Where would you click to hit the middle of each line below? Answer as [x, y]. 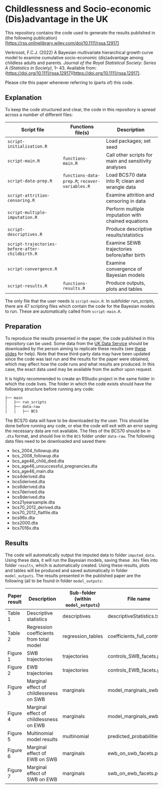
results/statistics [125, 235]
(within [83, 599]
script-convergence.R [32, 269]
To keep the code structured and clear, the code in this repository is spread [80, 109]
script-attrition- [29, 195]
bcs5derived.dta [28, 482]
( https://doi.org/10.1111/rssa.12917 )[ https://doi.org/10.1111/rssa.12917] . [73, 73]
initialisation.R [27, 146]
